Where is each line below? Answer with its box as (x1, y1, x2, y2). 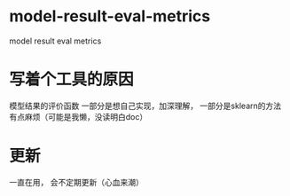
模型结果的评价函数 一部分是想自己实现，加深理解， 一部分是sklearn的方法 (9, 100, 282, 111)
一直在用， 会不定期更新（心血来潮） (9, 176, 144, 187)
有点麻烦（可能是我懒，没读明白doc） (9, 111, 148, 122)
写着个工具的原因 (9, 69, 135, 90)
